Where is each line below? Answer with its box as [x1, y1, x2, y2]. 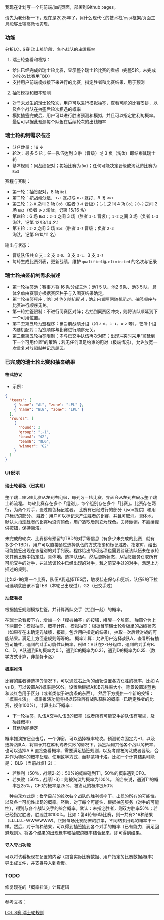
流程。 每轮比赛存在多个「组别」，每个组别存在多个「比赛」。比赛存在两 [13, 500, 156, 506]
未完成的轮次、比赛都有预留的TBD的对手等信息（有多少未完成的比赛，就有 [5, 536, 155, 542]
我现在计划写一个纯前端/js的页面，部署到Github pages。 [5, 4, 119, 10]
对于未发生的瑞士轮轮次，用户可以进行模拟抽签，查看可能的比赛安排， [12, 100, 154, 106]
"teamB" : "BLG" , [18, 439, 51, 444]
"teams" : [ [9, 398, 32, 403]
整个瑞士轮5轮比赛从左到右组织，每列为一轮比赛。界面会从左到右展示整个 [5, 495, 153, 500]
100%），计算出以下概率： [21, 702, 75, 708]
